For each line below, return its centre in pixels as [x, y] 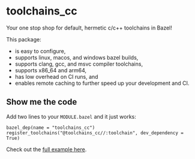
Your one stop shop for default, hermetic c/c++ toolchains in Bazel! [89, 28]
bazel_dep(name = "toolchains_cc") [51, 128]
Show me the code [42, 102]
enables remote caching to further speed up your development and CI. [102, 83]
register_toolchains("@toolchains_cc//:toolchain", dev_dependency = [95, 133]
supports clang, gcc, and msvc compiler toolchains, [79, 64]
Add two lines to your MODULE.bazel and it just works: [71, 116]
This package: [24, 39]
